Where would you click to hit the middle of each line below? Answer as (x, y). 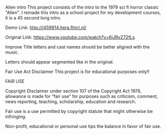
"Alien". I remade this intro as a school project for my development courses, (83, 12)
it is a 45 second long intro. (33, 18)
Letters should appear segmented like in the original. (59, 62)
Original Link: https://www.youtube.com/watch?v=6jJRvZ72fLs (70, 37)
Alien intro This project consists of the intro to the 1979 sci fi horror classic (82, 7)
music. (12, 52)
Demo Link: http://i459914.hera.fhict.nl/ (46, 27)
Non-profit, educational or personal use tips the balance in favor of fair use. (83, 126)
